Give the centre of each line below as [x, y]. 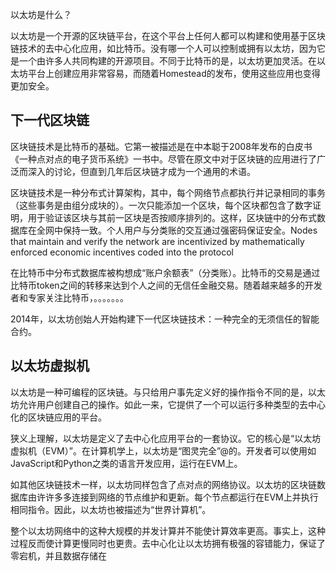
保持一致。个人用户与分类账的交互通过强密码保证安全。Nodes [190, 230]
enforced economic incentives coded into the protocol [122, 252]
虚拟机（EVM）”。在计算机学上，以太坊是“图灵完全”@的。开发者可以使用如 [163, 450]
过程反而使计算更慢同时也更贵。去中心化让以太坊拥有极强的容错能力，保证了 [168, 543]
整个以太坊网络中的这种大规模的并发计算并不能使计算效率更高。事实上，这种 [168, 530]
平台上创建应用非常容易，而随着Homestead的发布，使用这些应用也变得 [174, 73]
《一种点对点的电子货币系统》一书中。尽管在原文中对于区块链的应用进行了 [163, 159]
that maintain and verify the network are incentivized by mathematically [157, 241]
